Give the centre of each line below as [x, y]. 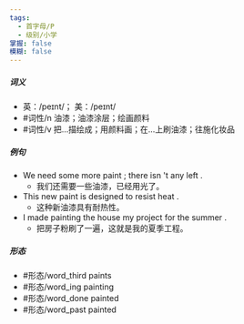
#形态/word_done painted [71, 299]
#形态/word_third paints [67, 276]
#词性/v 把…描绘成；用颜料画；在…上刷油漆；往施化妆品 [128, 129]
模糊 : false [30, 52]
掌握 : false [30, 43]
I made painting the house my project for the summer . [125, 218]
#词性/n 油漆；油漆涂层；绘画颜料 [86, 118]
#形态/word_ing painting [68, 287]
